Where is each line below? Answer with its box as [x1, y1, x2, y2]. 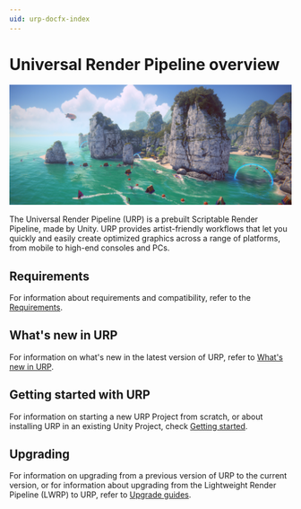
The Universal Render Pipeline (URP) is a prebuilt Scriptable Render [9, 214, 258, 224]
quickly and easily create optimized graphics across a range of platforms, [9, 233, 280, 244]
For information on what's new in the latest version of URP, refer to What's [9, 351, 284, 363]
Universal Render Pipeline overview [9, 54, 280, 75]
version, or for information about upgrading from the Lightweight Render [9, 480, 277, 491]
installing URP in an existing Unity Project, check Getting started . [9, 420, 248, 431]
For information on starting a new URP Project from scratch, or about [9, 411, 263, 422]
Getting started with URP [9, 387, 150, 403]
